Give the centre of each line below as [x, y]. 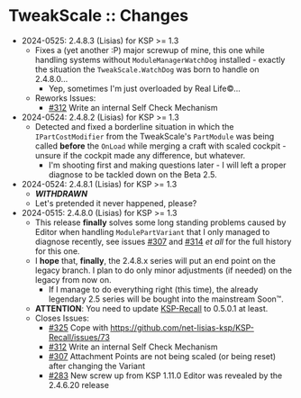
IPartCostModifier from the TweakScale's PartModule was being [155, 136]
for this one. [57, 251]
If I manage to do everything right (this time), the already [153, 289]
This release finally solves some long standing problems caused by [160, 222]
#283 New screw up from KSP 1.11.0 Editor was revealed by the [165, 375]
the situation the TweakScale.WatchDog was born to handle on [147, 69]
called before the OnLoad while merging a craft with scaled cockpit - [160, 146]
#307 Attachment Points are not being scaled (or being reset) [162, 356]
